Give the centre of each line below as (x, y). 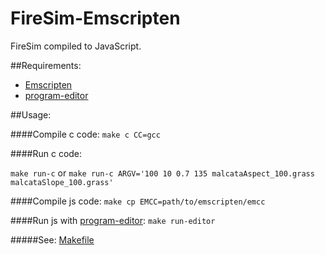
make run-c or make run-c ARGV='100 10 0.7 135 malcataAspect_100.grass (162, 173)
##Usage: (31, 114)
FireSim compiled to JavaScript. (76, 46)
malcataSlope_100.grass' (62, 182)
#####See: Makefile (52, 239)
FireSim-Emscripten (95, 18)
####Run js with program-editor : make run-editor (113, 220)
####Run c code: (46, 153)
